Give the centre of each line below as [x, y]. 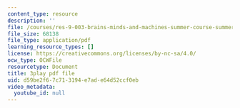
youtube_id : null [40, 93]
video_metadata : [31, 87]
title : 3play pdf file [41, 73]
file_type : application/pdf [49, 40]
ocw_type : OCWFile [35, 60]
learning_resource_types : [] [51, 47]
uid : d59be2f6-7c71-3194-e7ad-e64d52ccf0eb [73, 80]
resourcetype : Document [43, 67]
